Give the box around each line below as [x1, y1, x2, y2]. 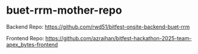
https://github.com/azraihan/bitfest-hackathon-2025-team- [45, 34, 192, 42]
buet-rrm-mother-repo [6, 4, 123, 17]
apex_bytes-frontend [6, 41, 58, 48]
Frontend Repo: [6, 34, 44, 42]
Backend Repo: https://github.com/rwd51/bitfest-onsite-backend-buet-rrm [6, 23, 190, 30]
